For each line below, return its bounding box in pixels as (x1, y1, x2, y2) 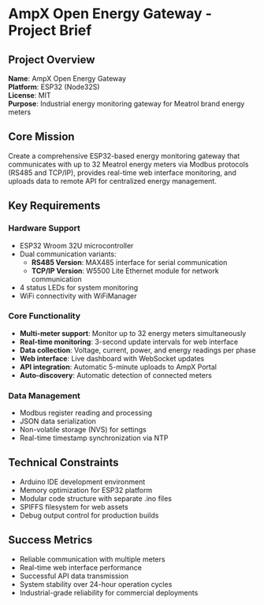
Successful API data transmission (19, 571, 128, 581)
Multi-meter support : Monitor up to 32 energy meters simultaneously (19, 328, 247, 338)
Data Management (8, 390, 81, 401)
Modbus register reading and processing (19, 408, 152, 418)
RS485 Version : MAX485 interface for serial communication (31, 257, 228, 267)
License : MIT (8, 91, 51, 99)
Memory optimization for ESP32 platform (19, 485, 153, 495)
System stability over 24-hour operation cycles (19, 579, 173, 588)
